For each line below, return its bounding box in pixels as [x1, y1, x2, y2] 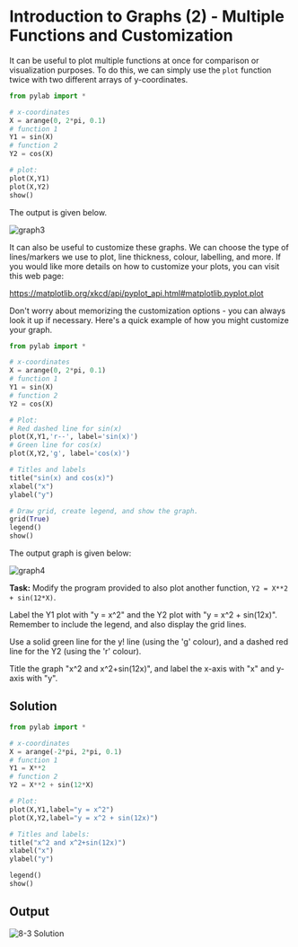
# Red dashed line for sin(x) [9, 424, 123, 433]
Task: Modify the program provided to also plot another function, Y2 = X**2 [9, 583, 289, 593]
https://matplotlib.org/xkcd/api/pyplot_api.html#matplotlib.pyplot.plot [9, 287, 264, 298]
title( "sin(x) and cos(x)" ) [9, 473, 115, 482]
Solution [9, 698, 57, 715]
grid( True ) [9, 514, 50, 524]
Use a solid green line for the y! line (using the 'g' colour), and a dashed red [9, 636, 289, 647]
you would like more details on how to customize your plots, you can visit [9, 260, 280, 271]
